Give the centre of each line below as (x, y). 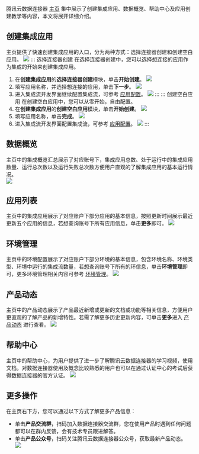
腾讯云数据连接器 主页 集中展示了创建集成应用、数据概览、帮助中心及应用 (96, 9)
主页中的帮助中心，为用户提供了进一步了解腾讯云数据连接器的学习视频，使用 (99, 360)
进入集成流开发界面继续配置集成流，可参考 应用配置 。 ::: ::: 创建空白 (101, 94)
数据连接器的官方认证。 (40, 375)
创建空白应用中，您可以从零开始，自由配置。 (81, 101)
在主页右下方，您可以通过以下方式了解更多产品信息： (71, 411)
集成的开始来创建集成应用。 (45, 66)
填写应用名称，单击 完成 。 (46, 116)
